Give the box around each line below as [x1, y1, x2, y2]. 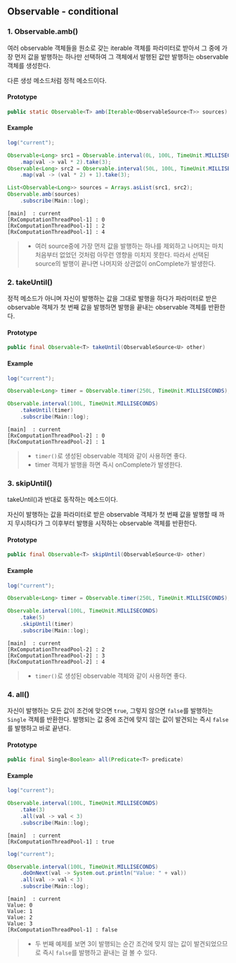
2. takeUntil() [7, 277, 53, 287]
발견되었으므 [193, 940, 228, 948]
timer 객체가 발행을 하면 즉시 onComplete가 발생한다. [34, 460, 183, 469]
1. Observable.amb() [7, 27, 79, 37]
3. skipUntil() [7, 478, 53, 488]
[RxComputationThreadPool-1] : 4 [7, 228, 105, 235]
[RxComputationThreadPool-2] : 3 [7, 652, 105, 659]
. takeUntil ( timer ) [20, 407, 74, 414]
